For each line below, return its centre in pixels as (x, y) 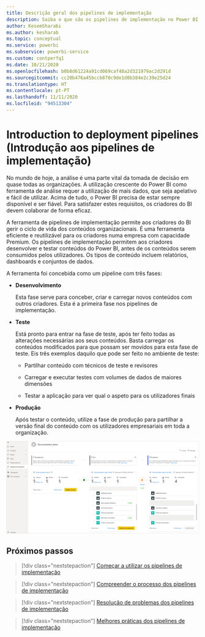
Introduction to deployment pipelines (102, 135)
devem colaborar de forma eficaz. (49, 210)
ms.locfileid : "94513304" (39, 104)
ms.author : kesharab (33, 33)
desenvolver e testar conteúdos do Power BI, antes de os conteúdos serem (101, 248)
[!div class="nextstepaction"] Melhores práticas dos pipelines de (103, 621)
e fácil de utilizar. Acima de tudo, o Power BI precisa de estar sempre (93, 197)
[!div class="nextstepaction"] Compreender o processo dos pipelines (109, 584)
